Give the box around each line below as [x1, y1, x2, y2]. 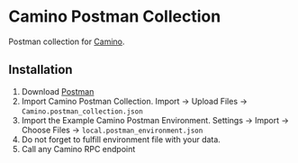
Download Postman [21, 86, 95, 96]
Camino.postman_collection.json [21, 106, 143, 116]
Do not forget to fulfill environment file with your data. [21, 133, 221, 145]
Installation [8, 62, 73, 77]
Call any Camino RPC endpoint [21, 143, 136, 154]
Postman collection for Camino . [8, 36, 125, 47]
